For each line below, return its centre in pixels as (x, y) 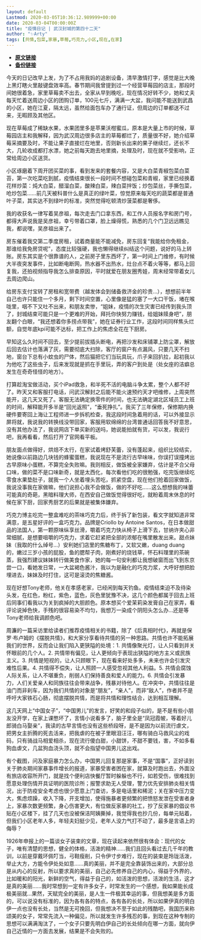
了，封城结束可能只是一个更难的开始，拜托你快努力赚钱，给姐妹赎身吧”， (97, 314)
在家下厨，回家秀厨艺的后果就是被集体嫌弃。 (66, 502)
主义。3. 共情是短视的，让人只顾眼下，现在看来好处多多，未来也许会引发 (96, 660)
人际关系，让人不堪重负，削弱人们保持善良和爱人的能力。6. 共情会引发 (93, 675)
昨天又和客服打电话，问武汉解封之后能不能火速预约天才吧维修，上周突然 (106, 392)
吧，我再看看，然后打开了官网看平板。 (53, 437)
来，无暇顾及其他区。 (32, 115)
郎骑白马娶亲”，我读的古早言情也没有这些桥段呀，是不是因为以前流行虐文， (99, 726)
